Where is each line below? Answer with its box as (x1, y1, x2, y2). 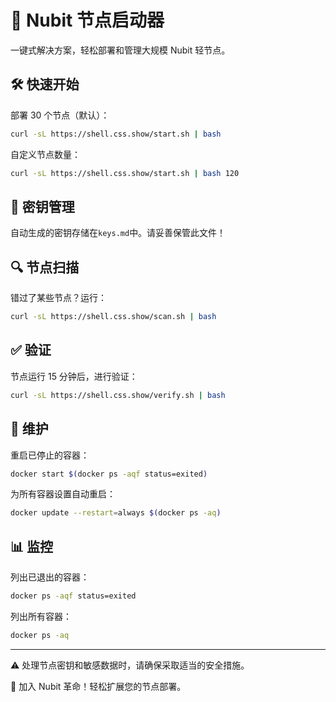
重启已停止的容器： (10, 449, 90, 461)
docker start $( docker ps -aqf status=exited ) (10, 469, 208, 479)
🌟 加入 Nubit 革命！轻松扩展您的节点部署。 (10, 680, 187, 692)
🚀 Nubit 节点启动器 (10, 9, 165, 32)
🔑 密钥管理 (10, 198, 75, 215)
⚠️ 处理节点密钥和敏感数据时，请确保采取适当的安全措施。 (10, 659, 250, 671)
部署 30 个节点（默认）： (10, 109, 110, 121)
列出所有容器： (10, 610, 72, 622)
